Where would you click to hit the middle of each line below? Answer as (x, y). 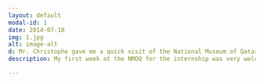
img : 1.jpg (26, 37)
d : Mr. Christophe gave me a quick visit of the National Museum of (123, 52)
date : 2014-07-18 (37, 30)
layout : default (35, 15)
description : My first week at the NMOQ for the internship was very (125, 59)
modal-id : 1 (27, 23)
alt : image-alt (33, 45)
